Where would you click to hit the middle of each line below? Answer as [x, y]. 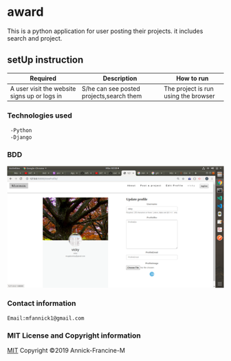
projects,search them [112, 96]
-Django [21, 138]
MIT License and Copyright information [74, 336]
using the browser [189, 96]
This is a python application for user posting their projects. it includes [105, 31]
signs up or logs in [36, 96]
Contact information [42, 303]
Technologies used [40, 116]
